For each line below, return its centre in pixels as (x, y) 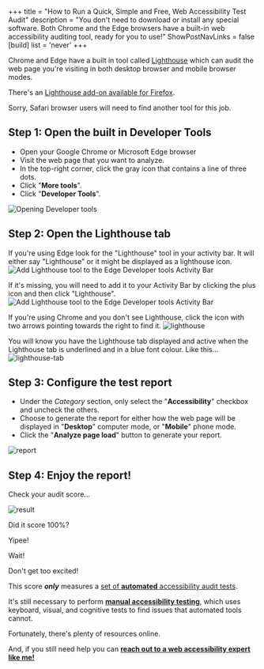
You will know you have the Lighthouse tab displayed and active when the (128, 341)
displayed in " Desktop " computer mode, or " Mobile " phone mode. (128, 427)
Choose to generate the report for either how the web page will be (127, 418)
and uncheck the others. (60, 410)
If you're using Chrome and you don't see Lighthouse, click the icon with (126, 317)
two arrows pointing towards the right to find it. (85, 325)
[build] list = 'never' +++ (48, 45)
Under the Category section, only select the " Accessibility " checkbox (134, 402)
